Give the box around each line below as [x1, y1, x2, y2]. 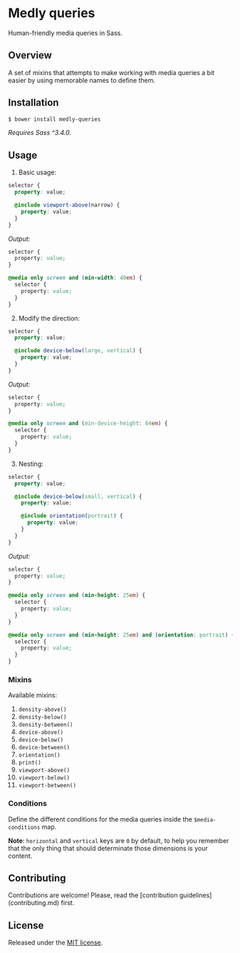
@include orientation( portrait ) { [21, 512, 123, 519]
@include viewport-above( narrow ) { [14, 201, 120, 209]
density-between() [18, 722, 73, 729]
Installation [8, 96, 59, 109]
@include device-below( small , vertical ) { [14, 493, 142, 500]
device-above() [18, 729, 64, 737]
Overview [8, 49, 53, 61]
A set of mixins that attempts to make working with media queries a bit [8, 68, 215, 76]
